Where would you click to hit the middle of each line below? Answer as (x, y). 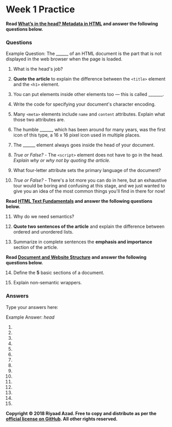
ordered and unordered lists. (43, 232)
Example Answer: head (30, 317)
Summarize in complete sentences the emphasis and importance (83, 242)
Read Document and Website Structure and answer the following (76, 257)
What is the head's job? (38, 69)
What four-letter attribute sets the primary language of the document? (87, 170)
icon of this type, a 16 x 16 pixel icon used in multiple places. (77, 135)
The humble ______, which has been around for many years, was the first (89, 130)
